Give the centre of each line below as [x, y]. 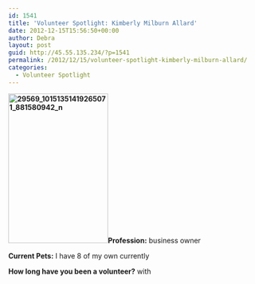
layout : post [30, 45]
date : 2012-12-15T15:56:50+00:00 [64, 30]
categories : [28, 68]
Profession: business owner [155, 240]
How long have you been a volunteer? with [80, 271]
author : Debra [32, 38]
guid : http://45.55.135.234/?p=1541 [69, 53]
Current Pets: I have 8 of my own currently [79, 255]
